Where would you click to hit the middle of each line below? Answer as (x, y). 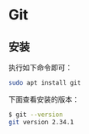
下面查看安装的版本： (44, 99)
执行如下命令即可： (40, 67)
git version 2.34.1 (41, 122)
